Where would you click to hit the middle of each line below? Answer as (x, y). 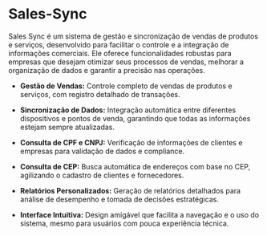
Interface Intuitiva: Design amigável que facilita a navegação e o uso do (140, 214)
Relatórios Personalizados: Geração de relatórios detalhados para (130, 190)
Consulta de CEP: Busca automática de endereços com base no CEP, (135, 166)
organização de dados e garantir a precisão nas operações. (107, 70)
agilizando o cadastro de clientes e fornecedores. (102, 175)
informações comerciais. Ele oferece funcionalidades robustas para (120, 53)
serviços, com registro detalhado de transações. (100, 94)
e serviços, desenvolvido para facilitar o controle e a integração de (119, 44)
